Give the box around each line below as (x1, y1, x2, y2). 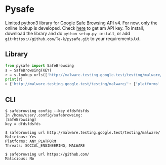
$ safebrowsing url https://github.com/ (5, 152, 90, 157)
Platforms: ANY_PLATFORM (5, 139, 56, 144)
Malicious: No (5, 156, 35, 161)
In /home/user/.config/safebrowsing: (5, 112, 83, 117)
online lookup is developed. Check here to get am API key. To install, (5, 25, 144, 31)
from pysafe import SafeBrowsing (5, 63, 74, 68)
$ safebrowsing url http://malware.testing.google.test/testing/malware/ (5, 130, 161, 135)
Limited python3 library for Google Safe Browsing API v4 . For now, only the (5, 20, 158, 26)
